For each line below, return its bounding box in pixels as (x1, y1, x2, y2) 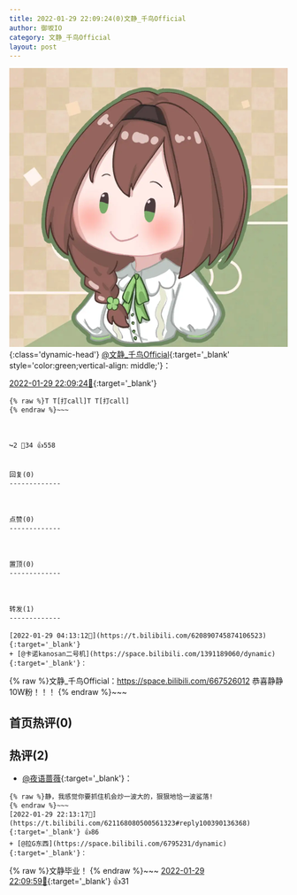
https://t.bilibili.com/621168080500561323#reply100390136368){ (9, 819, 251, 828)
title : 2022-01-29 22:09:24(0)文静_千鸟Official (9, 14, 187, 23)
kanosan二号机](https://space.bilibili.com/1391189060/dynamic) (38, 650, 276, 659)
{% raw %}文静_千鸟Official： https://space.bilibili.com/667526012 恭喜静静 (9, 675, 284, 686)
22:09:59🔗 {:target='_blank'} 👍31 (9, 876, 130, 887)
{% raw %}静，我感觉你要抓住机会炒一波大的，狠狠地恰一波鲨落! (9, 792, 214, 801)
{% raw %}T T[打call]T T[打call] (9, 397, 130, 406)
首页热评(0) (9, 715, 72, 730)
